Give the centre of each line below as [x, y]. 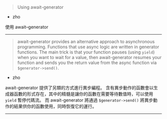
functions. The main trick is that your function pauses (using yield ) [86, 52]
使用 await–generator [27, 27]
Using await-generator [40, 7]
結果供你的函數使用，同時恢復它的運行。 [55, 106]
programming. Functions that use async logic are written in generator [88, 47]
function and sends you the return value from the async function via [87, 62]
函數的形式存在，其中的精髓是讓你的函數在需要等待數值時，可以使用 [83, 94]
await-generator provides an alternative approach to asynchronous [86, 41]
